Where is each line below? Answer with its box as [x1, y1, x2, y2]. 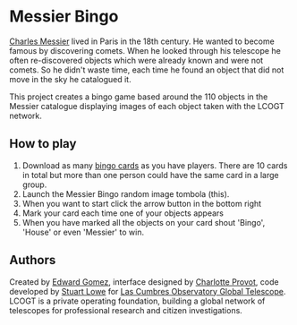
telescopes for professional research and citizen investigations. [9, 304, 243, 315]
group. [21, 179, 47, 190]
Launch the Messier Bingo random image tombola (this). [21, 188, 230, 199]
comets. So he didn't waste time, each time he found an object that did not [9, 64, 284, 75]
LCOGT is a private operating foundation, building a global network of [9, 295, 266, 306]
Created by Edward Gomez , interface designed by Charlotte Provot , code [9, 276, 279, 287]
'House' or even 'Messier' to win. [21, 227, 145, 237]
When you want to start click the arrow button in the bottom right [21, 198, 262, 209]
